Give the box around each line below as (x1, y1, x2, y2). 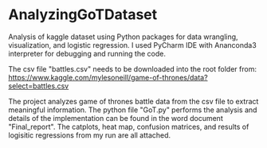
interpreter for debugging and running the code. (8, 49, 166, 58)
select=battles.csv (8, 81, 69, 91)
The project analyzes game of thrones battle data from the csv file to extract (8, 96, 259, 106)
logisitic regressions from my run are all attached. (8, 130, 171, 140)
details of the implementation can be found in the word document (8, 113, 223, 123)
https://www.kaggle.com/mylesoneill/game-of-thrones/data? (8, 72, 209, 82)
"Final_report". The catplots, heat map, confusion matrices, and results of (8, 122, 249, 131)
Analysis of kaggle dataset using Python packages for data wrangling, (8, 32, 238, 41)
